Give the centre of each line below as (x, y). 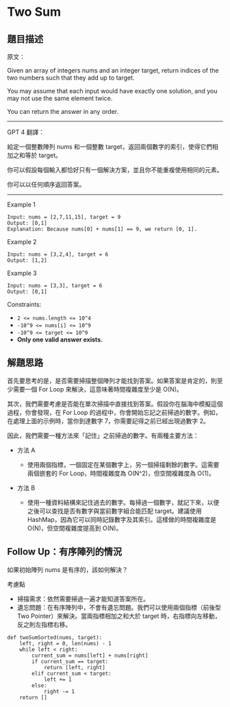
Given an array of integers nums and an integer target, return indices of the (113, 70)
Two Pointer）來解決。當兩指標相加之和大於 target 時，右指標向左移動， (119, 616)
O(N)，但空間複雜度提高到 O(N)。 (75, 528)
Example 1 (21, 204)
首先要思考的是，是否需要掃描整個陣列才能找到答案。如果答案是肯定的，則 (112, 381)
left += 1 (57, 680)
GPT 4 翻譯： (26, 132)
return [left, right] (75, 667)
